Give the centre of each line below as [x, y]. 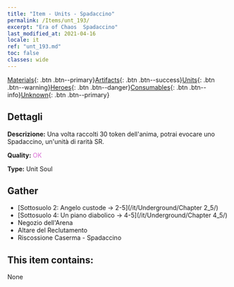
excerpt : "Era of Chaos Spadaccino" [63, 27]
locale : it [23, 40]
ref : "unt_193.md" [34, 47]
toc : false [23, 54]
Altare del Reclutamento [53, 231]
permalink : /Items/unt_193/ [49, 20]
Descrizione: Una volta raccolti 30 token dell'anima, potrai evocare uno [111, 134]
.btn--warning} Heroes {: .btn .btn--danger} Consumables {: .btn [98, 87]
